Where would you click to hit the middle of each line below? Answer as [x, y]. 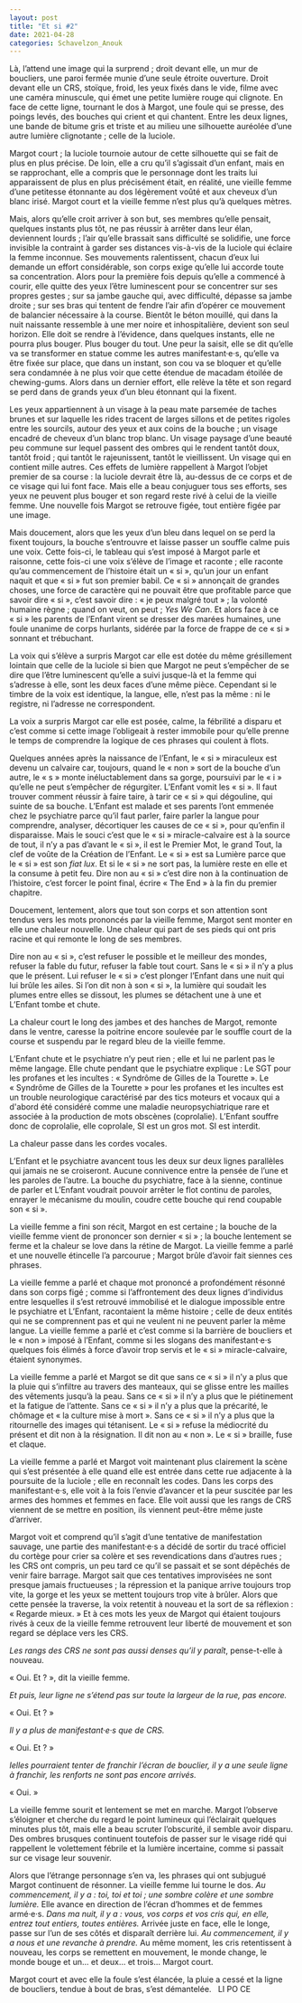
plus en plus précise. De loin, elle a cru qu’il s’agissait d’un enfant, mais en [147, 163]
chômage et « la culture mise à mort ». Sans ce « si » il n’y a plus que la [142, 1415]
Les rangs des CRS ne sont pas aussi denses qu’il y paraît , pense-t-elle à [146, 1650]
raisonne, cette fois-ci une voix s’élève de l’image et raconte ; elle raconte [146, 562]
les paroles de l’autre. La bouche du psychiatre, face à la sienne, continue [146, 1180]
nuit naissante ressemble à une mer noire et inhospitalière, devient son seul [150, 325]
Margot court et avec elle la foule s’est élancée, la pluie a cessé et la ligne [146, 1979]
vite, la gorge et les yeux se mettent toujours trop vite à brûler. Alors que [143, 1595]
